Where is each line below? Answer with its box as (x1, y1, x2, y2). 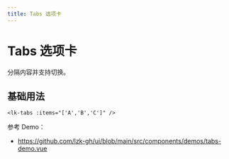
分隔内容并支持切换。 (7, 68, 69, 76)
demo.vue (17, 144, 48, 153)
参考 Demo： (7, 123, 45, 131)
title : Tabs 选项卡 (7, 10, 62, 18)
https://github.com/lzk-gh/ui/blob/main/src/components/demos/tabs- (17, 137, 222, 146)
